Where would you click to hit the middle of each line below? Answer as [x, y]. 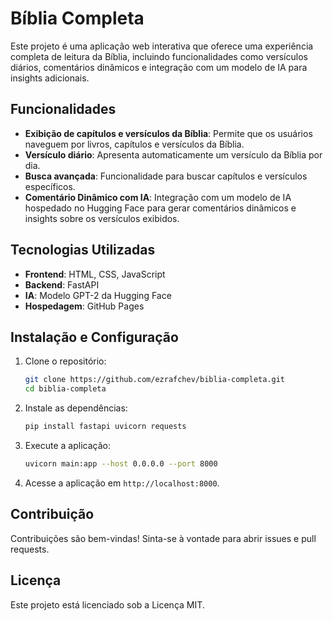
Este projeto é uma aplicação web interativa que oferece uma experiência [162, 46]
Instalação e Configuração [94, 337]
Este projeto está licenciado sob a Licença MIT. [107, 604]
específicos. [50, 186]
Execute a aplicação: [67, 445]
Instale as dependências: [76, 408]
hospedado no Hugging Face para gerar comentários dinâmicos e [160, 208]
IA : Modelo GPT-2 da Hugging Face [98, 295]
